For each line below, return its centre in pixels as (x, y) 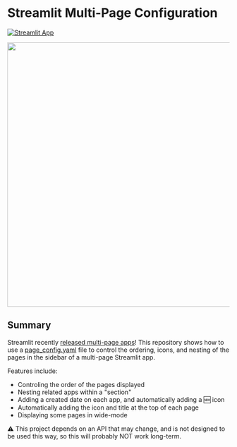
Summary (29, 325)
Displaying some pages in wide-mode (73, 415)
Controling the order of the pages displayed (81, 384)
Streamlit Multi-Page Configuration (113, 13)
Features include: (32, 371)
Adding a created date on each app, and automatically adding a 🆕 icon (121, 399)
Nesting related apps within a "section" (74, 392)
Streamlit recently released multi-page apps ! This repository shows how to (116, 342)
